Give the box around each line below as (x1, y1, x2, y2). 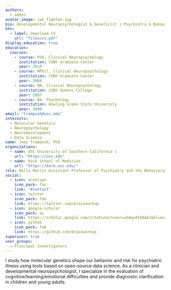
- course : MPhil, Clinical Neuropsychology (14, 69, 108, 74)
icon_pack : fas (14, 182, 47, 187)
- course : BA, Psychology (14, 97, 70, 102)
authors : (5, 7, 24, 13)
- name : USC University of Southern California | (10, 149, 117, 154)
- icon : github (10, 220, 42, 225)
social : (5, 173, 22, 178)
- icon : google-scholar (10, 206, 60, 211)
